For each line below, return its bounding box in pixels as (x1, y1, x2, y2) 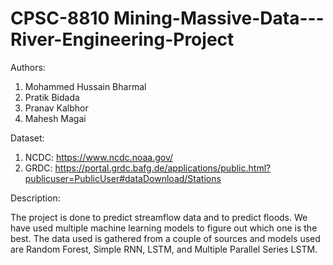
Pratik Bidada (24, 91, 80, 103)
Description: (10, 192, 61, 204)
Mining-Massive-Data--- (113, 7, 325, 30)
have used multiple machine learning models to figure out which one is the (10, 222, 318, 234)
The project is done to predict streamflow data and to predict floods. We (10, 211, 308, 223)
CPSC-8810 (10, 7, 110, 30)
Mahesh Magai (24, 112, 87, 124)
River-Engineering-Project (10, 28, 235, 51)
